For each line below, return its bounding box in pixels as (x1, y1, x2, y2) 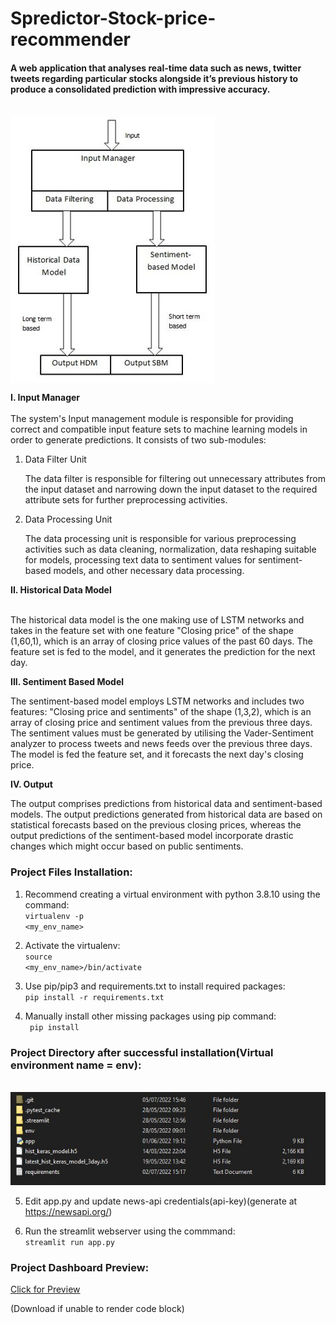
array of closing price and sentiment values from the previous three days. (10, 717, 313, 729)
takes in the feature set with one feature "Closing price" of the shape (10, 625, 294, 637)
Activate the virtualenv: (24, 939, 121, 951)
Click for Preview (10, 1283, 81, 1295)
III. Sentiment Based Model (10, 676, 125, 688)
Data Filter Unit (24, 453, 87, 466)
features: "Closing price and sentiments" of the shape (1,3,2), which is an (10, 706, 312, 718)
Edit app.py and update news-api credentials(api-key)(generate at (24, 1195, 298, 1207)
